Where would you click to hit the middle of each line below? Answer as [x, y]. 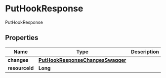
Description [145, 51]
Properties [22, 38]
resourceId [21, 68]
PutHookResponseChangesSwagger [83, 60]
